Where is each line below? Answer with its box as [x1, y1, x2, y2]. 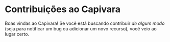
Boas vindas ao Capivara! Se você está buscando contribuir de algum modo [5, 20, 165, 26]
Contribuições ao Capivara [5, 4, 121, 15]
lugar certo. [5, 31, 29, 37]
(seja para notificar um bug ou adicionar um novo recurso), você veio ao [5, 25, 157, 31]
